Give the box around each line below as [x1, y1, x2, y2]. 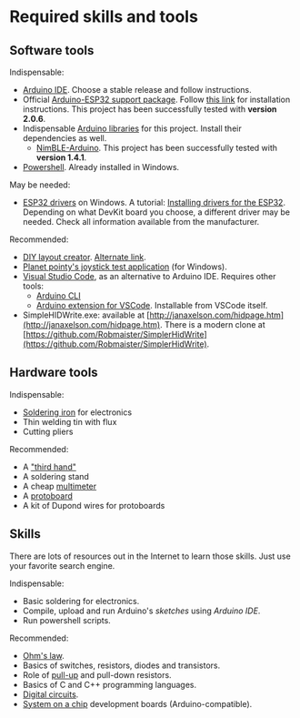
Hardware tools [9, 365, 98, 380]
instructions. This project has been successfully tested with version [22, 104, 277, 115]
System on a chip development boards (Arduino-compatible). [22, 698, 253, 709]
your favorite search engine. [9, 560, 115, 571]
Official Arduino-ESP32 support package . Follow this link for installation [22, 94, 291, 105]
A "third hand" [22, 461, 77, 472]
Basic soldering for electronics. [22, 595, 140, 606]
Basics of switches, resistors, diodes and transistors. [22, 660, 221, 671]
